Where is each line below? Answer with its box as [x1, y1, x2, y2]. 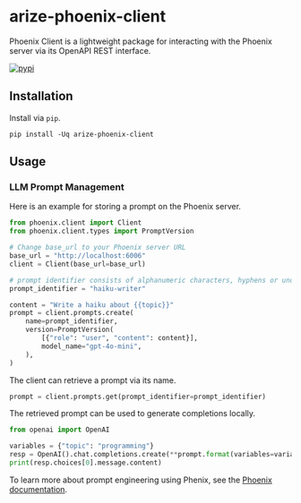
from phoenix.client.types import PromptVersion [9, 226, 194, 236]
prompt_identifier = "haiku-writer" [9, 284, 146, 293]
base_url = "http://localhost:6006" [9, 251, 146, 260]
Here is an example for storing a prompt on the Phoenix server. [9, 201, 242, 212]
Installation [9, 89, 73, 104]
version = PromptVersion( [25, 325, 115, 335]
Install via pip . [9, 112, 61, 123]
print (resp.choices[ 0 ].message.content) [9, 458, 163, 467]
